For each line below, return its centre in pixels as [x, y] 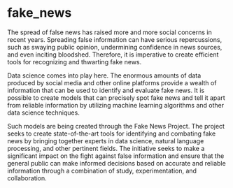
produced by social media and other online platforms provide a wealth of [112, 82]
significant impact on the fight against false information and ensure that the [116, 156]
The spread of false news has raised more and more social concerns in [110, 32]
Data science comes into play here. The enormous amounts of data [104, 75]
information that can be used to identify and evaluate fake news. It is [106, 90]
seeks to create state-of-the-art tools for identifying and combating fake [112, 133]
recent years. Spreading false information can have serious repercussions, [115, 39]
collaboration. [27, 178]
